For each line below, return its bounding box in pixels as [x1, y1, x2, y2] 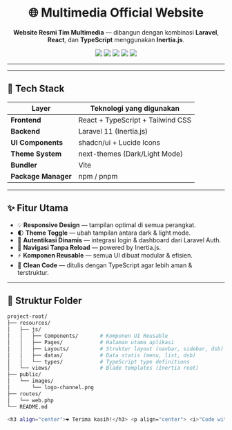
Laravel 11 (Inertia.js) [78, 126, 148, 136]
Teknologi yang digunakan [90, 103, 180, 113]
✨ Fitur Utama [7, 202, 69, 214]
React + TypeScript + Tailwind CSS [78, 115, 192, 125]
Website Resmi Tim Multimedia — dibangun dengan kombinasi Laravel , [12, 28, 220, 36]
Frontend [10, 115, 41, 125]
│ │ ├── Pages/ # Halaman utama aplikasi [7, 339, 175, 346]
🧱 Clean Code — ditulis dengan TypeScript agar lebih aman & [17, 261, 193, 269]
